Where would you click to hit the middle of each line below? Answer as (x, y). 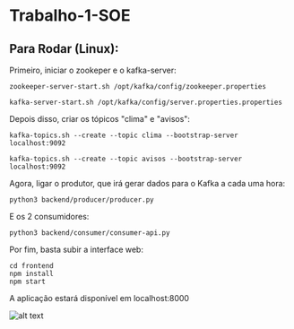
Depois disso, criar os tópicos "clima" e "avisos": (100, 119)
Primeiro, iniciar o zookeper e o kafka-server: (93, 70)
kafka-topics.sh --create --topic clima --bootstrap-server (124, 135)
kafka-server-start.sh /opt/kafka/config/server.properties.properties (146, 102)
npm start (28, 281)
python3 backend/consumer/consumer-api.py (90, 233)
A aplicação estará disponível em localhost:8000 (99, 298)
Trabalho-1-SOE (70, 16)
